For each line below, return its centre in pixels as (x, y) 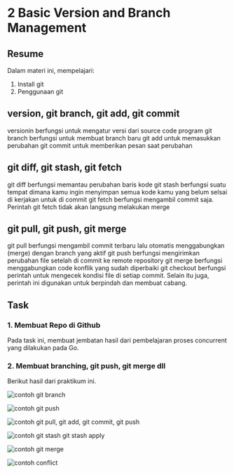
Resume (26, 54)
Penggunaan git (40, 92)
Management (47, 28)
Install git (30, 84)
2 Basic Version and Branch (89, 13)
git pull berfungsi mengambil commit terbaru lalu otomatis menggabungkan (116, 246)
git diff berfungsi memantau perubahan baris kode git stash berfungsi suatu (117, 185)
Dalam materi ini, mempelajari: (51, 71)
